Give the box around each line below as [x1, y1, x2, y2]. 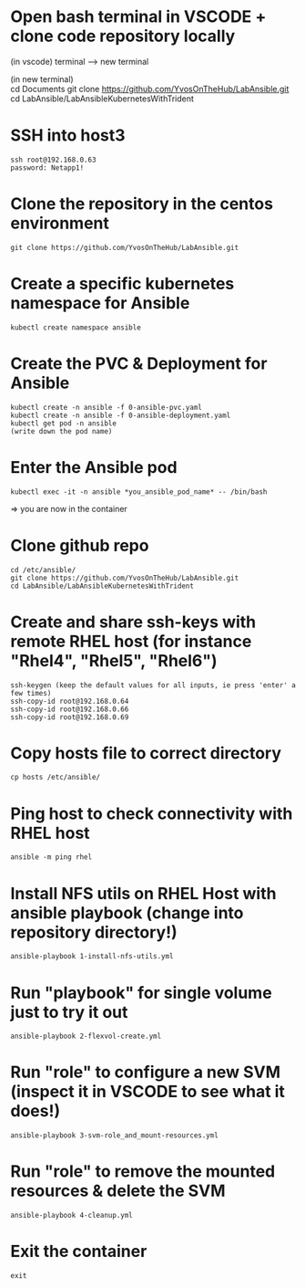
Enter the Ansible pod [10, 456, 178, 477]
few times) [10, 688, 52, 697]
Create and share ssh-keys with [10, 612, 257, 632]
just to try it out [10, 1001, 128, 1022]
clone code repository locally [10, 26, 236, 47]
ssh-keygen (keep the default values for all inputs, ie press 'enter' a [10, 680, 297, 690]
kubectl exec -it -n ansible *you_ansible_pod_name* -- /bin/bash [10, 487, 268, 497]
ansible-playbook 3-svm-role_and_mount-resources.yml [10, 1131, 219, 1140]
